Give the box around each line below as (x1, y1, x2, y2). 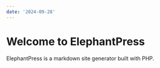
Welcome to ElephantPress (6, 34, 145, 48)
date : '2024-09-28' (6, 8, 56, 15)
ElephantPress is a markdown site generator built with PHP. (6, 55, 155, 62)
